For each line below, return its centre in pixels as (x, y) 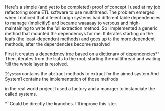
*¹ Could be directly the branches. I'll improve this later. (61, 103)
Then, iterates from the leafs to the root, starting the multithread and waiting (83, 59)
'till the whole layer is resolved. (37, 64)
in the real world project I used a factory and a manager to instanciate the (80, 88)
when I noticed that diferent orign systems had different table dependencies (83, 18)
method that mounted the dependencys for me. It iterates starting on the (79, 33)
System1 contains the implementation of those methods (62, 79)
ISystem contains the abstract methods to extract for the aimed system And (82, 74)
